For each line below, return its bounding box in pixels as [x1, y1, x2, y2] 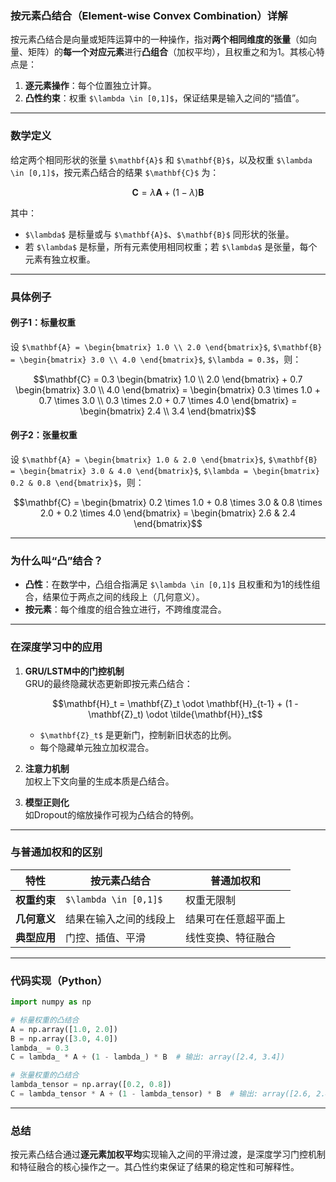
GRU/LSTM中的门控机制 [24, 665, 125, 677]
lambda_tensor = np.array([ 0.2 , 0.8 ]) [10, 1080, 172, 1090]
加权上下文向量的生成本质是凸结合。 [24, 775, 175, 787]
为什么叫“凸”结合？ [10, 553, 104, 567]
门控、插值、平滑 [65, 930, 147, 944]
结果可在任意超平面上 [185, 912, 287, 926]
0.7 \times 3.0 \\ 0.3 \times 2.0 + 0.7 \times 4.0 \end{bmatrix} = [38, 394, 298, 406]
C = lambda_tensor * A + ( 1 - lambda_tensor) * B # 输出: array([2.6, [10, 1089, 313, 1099]
